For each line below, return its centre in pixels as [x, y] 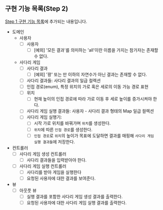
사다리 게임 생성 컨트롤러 [43, 154]
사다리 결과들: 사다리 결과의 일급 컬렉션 [64, 81]
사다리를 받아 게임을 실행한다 [54, 172]
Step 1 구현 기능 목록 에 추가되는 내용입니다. [46, 21]
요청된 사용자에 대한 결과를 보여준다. [61, 178]
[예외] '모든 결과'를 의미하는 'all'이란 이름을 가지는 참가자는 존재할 [96, 50]
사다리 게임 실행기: [44, 117]
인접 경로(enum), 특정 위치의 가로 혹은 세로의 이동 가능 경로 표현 [88, 87]
